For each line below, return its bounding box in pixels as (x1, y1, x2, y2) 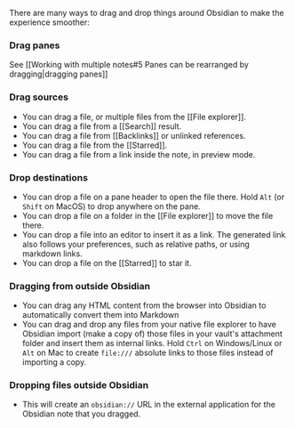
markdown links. (21, 248, 83, 259)
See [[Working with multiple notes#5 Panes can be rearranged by (9, 60, 249, 70)
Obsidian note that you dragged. (21, 408, 141, 419)
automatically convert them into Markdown (21, 310, 179, 320)
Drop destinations (9, 171, 89, 183)
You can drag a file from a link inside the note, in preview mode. (21, 149, 256, 159)
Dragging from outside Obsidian (9, 279, 151, 292)
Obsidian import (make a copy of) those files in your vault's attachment (21, 328, 283, 339)
